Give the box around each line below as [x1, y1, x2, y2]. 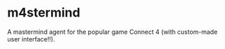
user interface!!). [7, 35, 55, 43]
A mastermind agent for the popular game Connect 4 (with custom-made [7, 28, 218, 36]
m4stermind [7, 5, 80, 21]
